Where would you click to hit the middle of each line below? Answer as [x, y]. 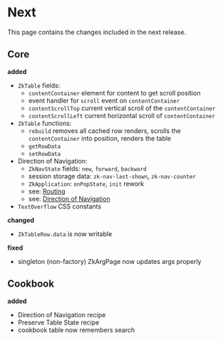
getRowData [45, 147]
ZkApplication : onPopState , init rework [86, 184]
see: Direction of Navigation [69, 198]
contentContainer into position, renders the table [100, 138]
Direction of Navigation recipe [62, 314]
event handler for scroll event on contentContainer [104, 100]
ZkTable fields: [39, 85]
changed [21, 220]
